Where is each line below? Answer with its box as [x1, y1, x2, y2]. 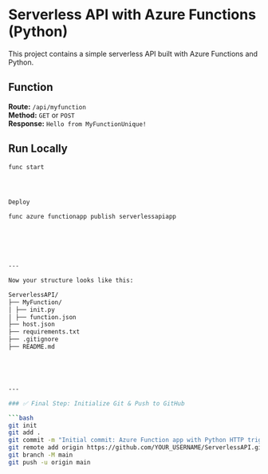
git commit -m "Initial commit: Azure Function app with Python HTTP [8, 436, 245, 444]
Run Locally [8, 142, 68, 156]
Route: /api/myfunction [8, 101, 86, 111]
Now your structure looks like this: [8, 277, 134, 285]
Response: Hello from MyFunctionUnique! [8, 118, 147, 128]
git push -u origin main [8, 458, 91, 466]
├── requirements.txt [8, 328, 81, 336]
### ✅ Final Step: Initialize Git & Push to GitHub [8, 399, 185, 408]
